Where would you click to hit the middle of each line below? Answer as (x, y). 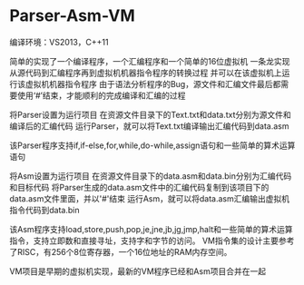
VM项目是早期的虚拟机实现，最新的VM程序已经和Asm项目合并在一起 (137, 271)
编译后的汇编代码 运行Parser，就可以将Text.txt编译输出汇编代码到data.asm (149, 126)
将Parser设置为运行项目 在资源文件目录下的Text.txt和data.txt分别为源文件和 (151, 114)
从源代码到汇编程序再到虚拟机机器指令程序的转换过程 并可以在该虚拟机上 (146, 73)
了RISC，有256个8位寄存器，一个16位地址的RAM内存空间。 (121, 251)
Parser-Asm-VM (72, 16)
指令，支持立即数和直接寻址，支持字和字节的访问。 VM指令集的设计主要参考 (152, 241)
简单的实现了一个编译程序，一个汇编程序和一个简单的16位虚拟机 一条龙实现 (150, 61)
